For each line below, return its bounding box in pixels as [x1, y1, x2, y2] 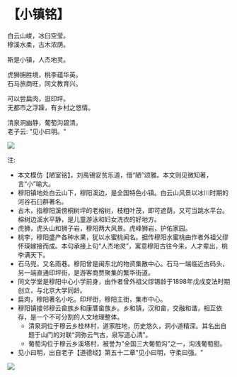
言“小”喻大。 [17, 179, 55, 188]
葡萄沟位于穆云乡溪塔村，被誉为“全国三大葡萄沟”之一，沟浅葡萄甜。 [28, 339, 226, 348]
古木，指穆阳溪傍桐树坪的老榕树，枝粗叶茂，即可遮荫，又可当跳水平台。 [17, 206, 229, 214]
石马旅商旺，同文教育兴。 [7, 79, 82, 87]
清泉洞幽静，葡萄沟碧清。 [7, 118, 82, 126]
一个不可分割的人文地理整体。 [36, 312, 124, 321]
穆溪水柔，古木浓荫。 [7, 40, 69, 48]
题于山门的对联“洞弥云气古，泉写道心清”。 [28, 330, 152, 339]
